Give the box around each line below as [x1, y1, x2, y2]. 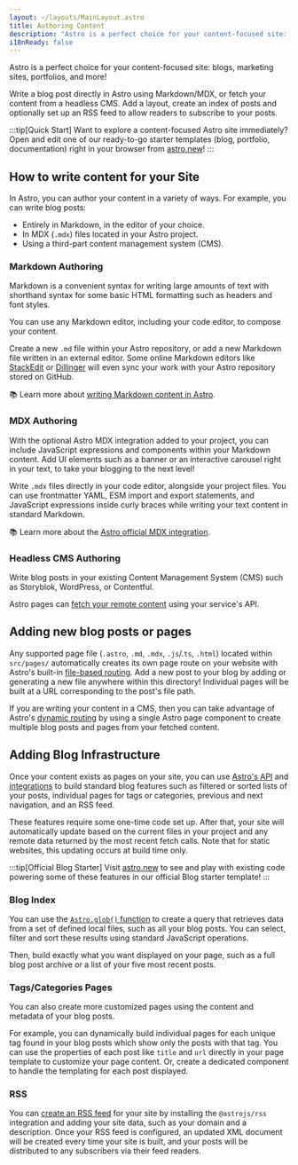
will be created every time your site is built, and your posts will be [9, 1137, 248, 1147]
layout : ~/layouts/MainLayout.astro [9, 12, 145, 22]
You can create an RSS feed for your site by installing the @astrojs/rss [9, 1108, 268, 1119]
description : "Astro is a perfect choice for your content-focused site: [9, 29, 288, 38]
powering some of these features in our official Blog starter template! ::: [9, 871, 271, 882]
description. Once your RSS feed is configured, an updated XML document [9, 1127, 283, 1137]
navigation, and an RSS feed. [9, 799, 115, 810]
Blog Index [9, 893, 56, 906]
